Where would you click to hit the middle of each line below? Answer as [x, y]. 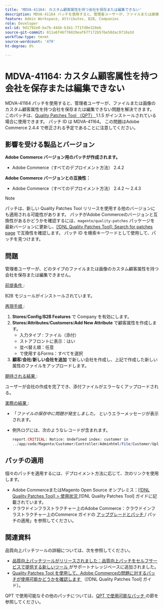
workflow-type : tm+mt [27, 37]
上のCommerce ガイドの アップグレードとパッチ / [96, 514]
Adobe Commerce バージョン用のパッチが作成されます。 [63, 157]
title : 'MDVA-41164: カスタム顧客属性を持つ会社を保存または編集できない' [73, 10]
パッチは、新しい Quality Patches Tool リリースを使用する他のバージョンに [80, 209]
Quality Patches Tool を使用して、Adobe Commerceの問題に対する [79, 573]
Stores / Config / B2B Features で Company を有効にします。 [72, 317]
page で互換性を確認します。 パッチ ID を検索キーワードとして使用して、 [78, 233]
